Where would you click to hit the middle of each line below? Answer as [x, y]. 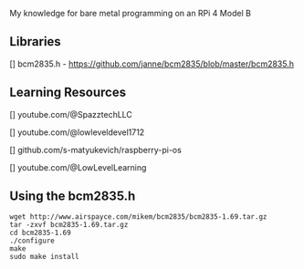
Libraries [35, 41]
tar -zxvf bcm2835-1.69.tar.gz [69, 225]
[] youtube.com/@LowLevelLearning [78, 167]
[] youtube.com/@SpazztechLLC [71, 114]
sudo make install [44, 257]
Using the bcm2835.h [73, 197]
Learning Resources [68, 93]
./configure [32, 241]
